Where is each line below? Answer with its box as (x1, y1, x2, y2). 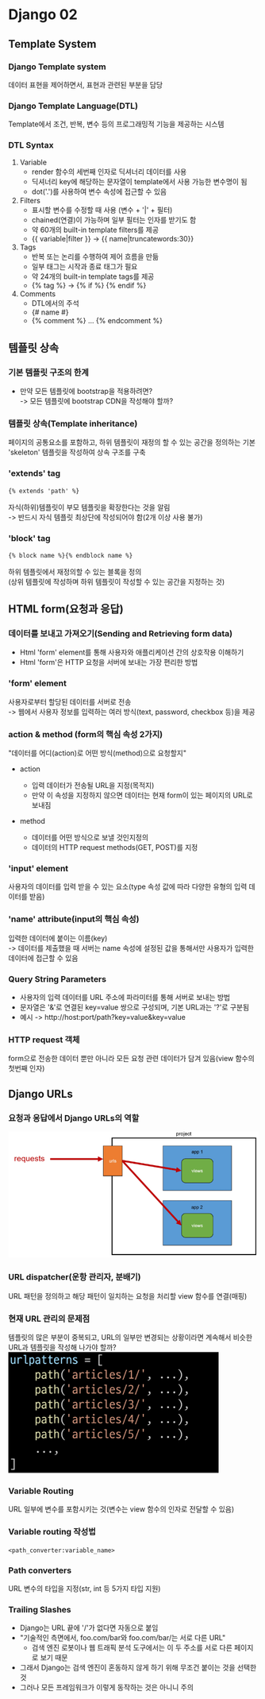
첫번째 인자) (8, 1064, 45, 1073)
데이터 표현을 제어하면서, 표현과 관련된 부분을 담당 (8, 79, 163, 89)
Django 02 (8, 6, 78, 24)
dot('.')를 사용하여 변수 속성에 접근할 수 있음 (31, 187, 167, 196)
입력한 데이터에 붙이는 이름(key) (8, 933, 108, 943)
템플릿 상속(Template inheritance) (8, 419, 138, 430)
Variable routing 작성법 (8, 1527, 97, 1538)
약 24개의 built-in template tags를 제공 (31, 272, 155, 281)
